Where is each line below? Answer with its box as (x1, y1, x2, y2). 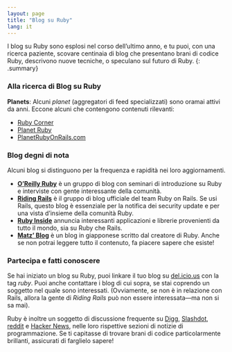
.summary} (7, 64, 39, 73)
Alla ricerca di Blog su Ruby (7, 81, 102, 91)
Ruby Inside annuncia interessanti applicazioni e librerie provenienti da (17, 216, 220, 224)
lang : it (7, 23, 33, 30)
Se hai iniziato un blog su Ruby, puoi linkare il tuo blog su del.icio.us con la (7, 271, 220, 280)
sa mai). (7, 301, 30, 310)
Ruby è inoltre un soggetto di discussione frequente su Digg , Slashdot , (7, 315, 209, 323)
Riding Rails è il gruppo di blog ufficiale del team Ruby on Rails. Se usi (17, 194, 217, 202)
